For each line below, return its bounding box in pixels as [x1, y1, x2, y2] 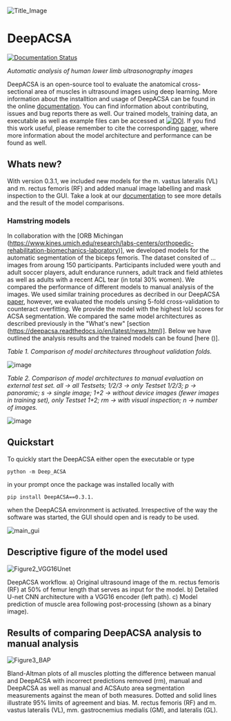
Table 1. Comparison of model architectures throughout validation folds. [7, 348, 212, 356]
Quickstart [7, 437, 54, 448]
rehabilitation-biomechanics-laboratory [7, 247, 119, 255]
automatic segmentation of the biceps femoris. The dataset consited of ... [7, 253, 216, 262]
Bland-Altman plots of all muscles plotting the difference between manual [7, 669, 216, 678]
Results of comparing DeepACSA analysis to [7, 627, 202, 639]
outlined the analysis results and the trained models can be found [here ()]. [7, 334, 220, 342]
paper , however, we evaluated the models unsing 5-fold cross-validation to [7, 297, 220, 306]
